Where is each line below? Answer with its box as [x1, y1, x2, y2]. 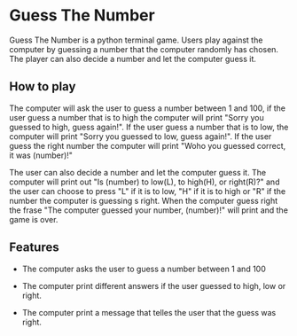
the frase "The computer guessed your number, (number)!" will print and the [9, 205, 288, 215]
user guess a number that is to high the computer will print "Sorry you [9, 112, 264, 122]
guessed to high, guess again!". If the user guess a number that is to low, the [9, 121, 289, 132]
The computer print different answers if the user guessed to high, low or [21, 280, 286, 291]
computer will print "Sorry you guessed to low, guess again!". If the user [9, 130, 272, 142]
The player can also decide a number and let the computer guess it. [9, 53, 257, 64]
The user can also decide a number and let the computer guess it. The [9, 167, 267, 177]
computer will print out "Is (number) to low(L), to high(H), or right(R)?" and [9, 176, 280, 187]
